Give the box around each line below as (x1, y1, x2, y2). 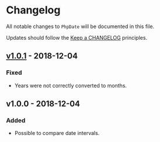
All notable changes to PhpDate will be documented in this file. (6, 23, 155, 30)
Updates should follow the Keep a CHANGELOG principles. (6, 34, 148, 41)
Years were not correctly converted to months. (14, 82, 127, 89)
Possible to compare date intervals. (14, 130, 100, 137)
